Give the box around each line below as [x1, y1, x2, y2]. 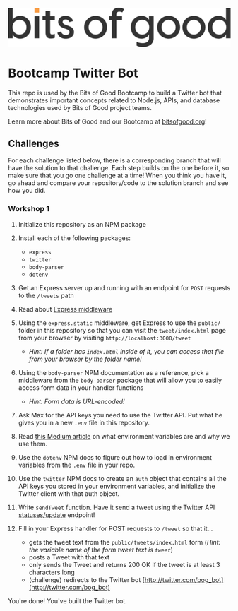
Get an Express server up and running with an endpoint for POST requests [18, 283, 231, 292]
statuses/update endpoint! [18, 510, 95, 519]
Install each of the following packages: [18, 234, 131, 242]
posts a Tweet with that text [28, 552, 110, 562]
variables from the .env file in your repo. [18, 461, 136, 469]
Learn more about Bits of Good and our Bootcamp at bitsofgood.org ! [8, 117, 207, 126]
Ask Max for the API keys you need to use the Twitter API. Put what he [18, 410, 223, 419]
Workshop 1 [8, 204, 50, 214]
